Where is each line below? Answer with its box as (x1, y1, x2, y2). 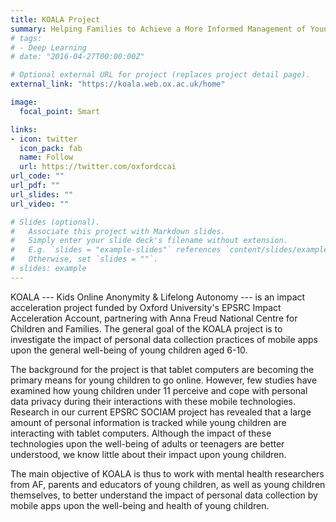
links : (10, 124, 38, 135)
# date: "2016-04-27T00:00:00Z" (10, 52, 145, 62)
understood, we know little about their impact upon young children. (10, 448, 287, 460)
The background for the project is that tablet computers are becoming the (10, 363, 315, 375)
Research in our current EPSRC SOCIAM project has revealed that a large (10, 406, 312, 418)
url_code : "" (10, 171, 65, 181)
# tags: (10, 33, 43, 43)
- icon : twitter (10, 134, 78, 144)
